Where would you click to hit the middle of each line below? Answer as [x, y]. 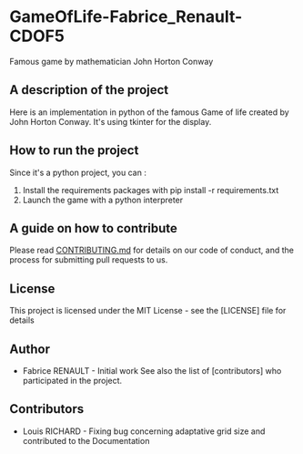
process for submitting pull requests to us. [89, 260]
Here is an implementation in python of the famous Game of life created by [149, 112]
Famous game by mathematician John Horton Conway [111, 61]
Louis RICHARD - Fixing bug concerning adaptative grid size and [144, 431]
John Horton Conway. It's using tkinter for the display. [111, 121]
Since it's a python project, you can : [78, 172]
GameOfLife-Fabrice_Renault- [126, 17]
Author [30, 349]
